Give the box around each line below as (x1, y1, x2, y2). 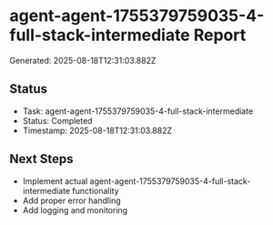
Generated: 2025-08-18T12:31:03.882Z (9, 55, 157, 66)
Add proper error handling (22, 195, 121, 206)
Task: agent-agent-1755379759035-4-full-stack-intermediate (22, 106, 254, 117)
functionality (72, 185, 120, 196)
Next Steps (9, 151, 74, 167)
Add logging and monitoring (22, 204, 128, 215)
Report (193, 25, 247, 46)
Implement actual (22, 175, 88, 187)
